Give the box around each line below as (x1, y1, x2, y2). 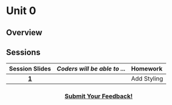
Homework (131, 65, 163, 73)
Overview (6, 28, 43, 38)
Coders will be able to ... (56, 65, 126, 73)
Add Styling (131, 74, 163, 83)
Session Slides (9, 65, 52, 73)
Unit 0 (6, 4, 36, 18)
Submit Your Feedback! (64, 92, 133, 100)
